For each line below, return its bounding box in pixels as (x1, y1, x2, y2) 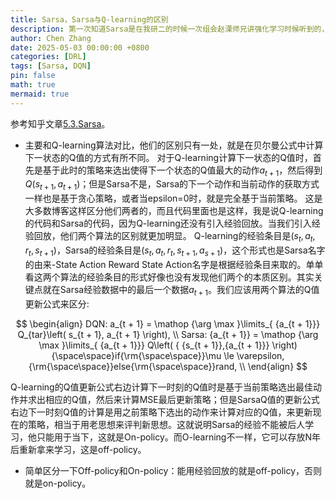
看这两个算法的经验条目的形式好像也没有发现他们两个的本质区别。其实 (24, 271, 315, 283)
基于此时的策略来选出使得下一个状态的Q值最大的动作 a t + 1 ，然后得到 (42, 164, 323, 178)
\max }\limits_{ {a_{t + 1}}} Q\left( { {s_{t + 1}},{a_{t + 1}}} (38, 339, 270, 351)
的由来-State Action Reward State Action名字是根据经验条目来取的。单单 (24, 258, 324, 270)
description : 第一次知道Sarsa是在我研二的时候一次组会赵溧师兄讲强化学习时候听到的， (10, 24, 330, 34)
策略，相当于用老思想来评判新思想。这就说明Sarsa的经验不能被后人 (27, 418, 306, 430)
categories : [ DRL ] (10, 52, 87, 62)
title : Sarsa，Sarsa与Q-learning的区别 (10, 14, 169, 25)
